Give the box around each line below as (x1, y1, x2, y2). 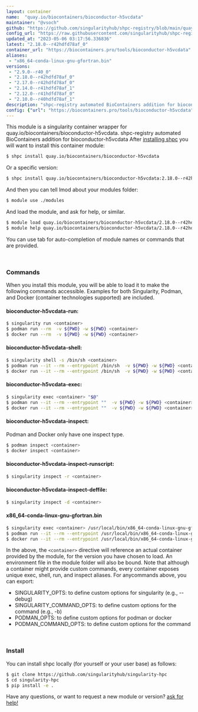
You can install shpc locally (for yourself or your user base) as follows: (6, 660, 177, 667)
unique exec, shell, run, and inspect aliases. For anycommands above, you (6, 572, 187, 579)
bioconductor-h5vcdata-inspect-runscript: (6, 461, 115, 468)
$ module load (6, 220, 41, 226)
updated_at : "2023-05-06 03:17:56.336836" (6, 36, 112, 42)
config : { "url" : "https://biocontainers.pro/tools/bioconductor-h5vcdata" (6, 107, 194, 113)
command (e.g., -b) (14, 608, 62, 615)
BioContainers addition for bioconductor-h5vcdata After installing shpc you (6, 136, 189, 143)
